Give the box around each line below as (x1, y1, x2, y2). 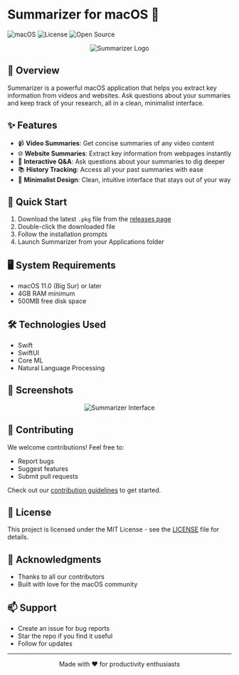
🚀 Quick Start (7, 196, 68, 208)
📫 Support (7, 602, 57, 614)
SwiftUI (17, 349, 40, 357)
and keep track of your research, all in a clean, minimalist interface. (7, 98, 204, 107)
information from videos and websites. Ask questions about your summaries (7, 91, 231, 99)
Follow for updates (17, 639, 73, 648)
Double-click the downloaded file (17, 223, 116, 231)
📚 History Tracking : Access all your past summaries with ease (17, 165, 204, 173)
